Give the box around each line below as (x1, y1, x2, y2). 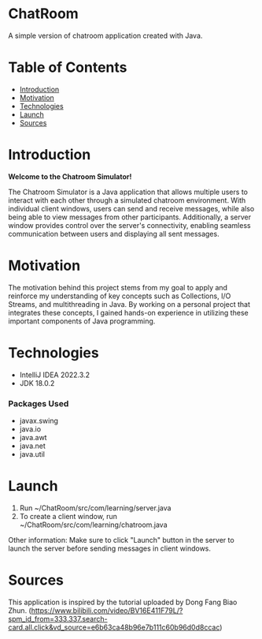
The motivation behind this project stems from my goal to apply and (8, 282, 228, 292)
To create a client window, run (19, 511, 118, 521)
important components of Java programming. (8, 316, 156, 326)
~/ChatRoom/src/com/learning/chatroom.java (19, 520, 168, 529)
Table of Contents (8, 58, 127, 77)
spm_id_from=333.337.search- (8, 614, 108, 623)
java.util (19, 449, 46, 458)
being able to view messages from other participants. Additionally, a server (8, 212, 252, 222)
